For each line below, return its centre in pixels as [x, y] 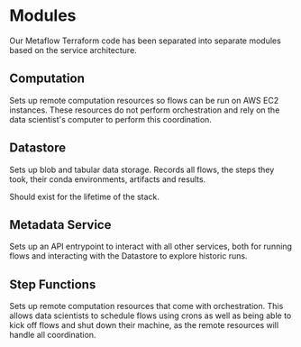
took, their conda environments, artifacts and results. [108, 179]
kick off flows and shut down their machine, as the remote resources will [144, 325]
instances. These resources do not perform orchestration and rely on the [145, 110]
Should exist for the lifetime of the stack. [85, 196]
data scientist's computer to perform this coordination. [110, 119]
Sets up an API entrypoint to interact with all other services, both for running [151, 247]
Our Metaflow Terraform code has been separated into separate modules [145, 41]
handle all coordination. [53, 335]
